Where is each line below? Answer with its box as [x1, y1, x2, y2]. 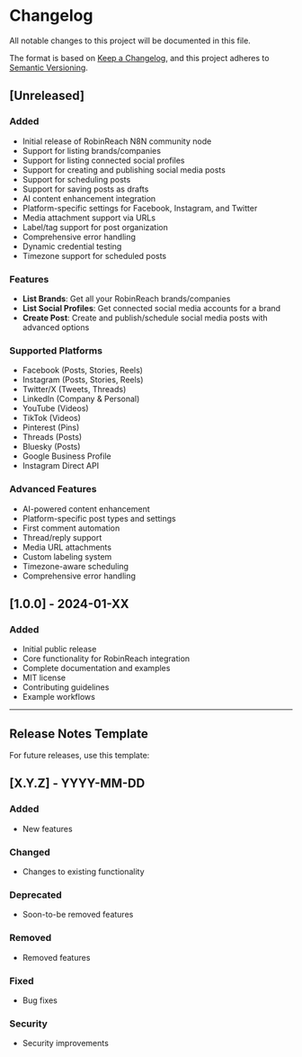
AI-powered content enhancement [22, 503, 150, 514]
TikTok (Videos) [22, 413, 81, 424]
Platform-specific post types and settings [22, 513, 177, 524]
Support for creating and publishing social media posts [22, 164, 226, 175]
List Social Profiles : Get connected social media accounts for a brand [22, 302, 281, 313]
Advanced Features [9, 483, 97, 496]
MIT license [22, 672, 66, 684]
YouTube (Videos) [22, 403, 89, 414]
